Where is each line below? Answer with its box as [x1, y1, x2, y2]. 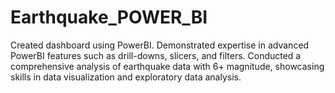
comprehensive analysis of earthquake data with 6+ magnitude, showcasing [10, 60, 325, 72]
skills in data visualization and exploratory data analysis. [10, 71, 242, 83]
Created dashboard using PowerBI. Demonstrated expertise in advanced [10, 39, 310, 51]
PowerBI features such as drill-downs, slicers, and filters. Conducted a [10, 49, 302, 61]
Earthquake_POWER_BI [10, 6, 208, 29]
